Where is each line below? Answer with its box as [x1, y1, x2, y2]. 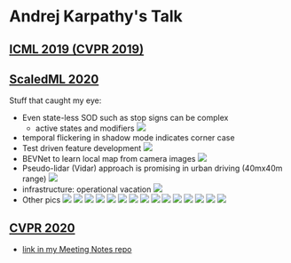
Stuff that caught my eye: [9, 95, 102, 106]
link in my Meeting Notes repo [21, 244, 132, 255]
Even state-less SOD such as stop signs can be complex [21, 113, 229, 124]
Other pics [21, 195, 61, 205]
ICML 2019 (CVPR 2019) [9, 42, 145, 57]
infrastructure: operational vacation [21, 184, 152, 195]
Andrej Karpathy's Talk [9, 6, 184, 27]
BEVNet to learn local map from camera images [21, 154, 196, 164]
